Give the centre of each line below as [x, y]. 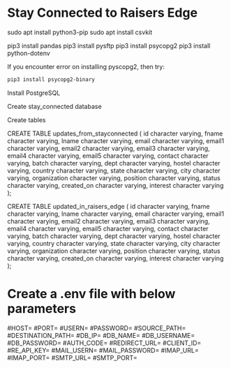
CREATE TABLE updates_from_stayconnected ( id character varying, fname [115, 133]
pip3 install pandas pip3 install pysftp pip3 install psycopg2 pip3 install [109, 45]
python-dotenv [29, 53]
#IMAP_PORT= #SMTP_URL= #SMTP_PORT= [72, 358]
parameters [42, 309]
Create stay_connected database [55, 106]
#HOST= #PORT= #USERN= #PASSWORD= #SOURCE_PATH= [97, 328]
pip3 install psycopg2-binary [51, 79]
